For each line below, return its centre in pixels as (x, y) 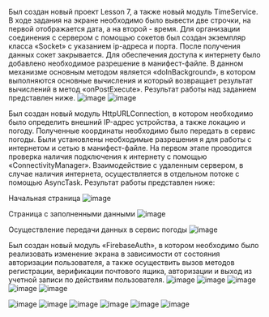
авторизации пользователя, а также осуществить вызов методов (122, 262)
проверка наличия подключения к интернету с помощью (108, 156)
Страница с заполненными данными (72, 214)
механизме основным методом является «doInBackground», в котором (132, 72)
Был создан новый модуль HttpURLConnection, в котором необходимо (131, 114)
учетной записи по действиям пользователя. (86, 280)
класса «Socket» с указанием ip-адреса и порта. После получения (124, 46)
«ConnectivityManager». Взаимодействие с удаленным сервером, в (126, 165)
